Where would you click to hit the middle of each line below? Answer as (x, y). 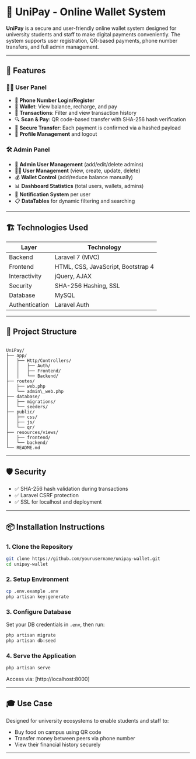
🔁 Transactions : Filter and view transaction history (76, 112)
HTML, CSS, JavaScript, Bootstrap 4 (104, 266)
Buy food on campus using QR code (58, 732)
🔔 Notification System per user (52, 194)
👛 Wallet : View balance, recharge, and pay (66, 106)
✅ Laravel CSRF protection (47, 495)
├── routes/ (20, 381)
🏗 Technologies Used (47, 228)
